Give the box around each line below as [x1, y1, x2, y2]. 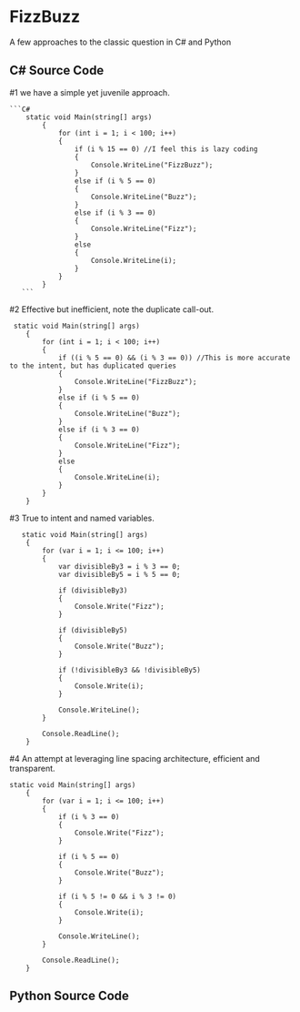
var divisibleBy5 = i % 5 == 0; [57, 570, 181, 579]
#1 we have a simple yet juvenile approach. [9, 86, 170, 97]
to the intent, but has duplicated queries [9, 361, 177, 370]
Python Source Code [9, 988, 130, 1004]
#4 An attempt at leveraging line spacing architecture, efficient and [9, 753, 261, 764]
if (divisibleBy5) [57, 625, 128, 634]
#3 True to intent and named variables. [9, 512, 155, 523]
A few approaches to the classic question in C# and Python [9, 36, 232, 47]
